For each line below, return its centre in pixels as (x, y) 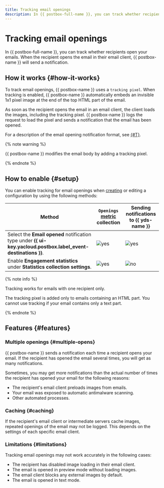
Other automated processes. (41, 398)
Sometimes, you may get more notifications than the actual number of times (81, 373)
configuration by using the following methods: (51, 196)
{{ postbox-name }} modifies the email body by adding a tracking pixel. (76, 154)
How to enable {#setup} (42, 179)
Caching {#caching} (30, 411)
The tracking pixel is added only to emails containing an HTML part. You (78, 298)
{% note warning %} (26, 144)
